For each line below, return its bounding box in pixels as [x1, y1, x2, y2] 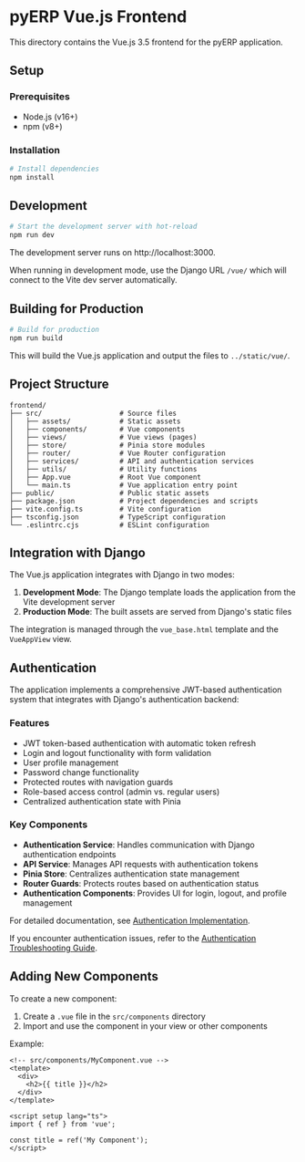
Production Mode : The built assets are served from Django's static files [22, 607, 292, 617]
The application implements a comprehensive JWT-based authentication [9, 684, 282, 695]
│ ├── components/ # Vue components [9, 424, 185, 434]
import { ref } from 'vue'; [9, 1119, 117, 1128]
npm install [9, 172, 55, 182]
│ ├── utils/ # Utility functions [9, 464, 198, 473]
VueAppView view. [9, 634, 73, 645]
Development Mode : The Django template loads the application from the [22, 586, 296, 598]
